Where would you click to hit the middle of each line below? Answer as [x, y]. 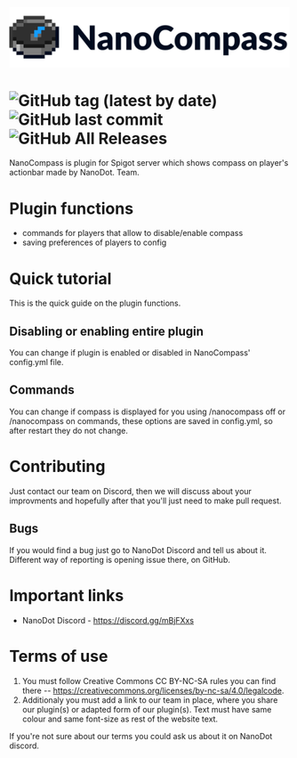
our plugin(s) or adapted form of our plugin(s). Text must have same [147, 709]
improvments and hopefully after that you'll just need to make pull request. [145, 501]
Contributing [57, 467]
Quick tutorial [60, 278]
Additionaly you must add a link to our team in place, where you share [150, 700]
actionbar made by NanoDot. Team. [74, 173]
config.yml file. [36, 363]
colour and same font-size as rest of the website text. [120, 719]
